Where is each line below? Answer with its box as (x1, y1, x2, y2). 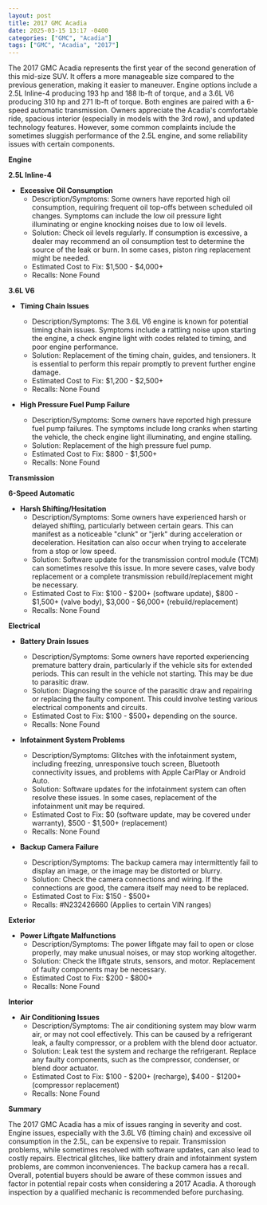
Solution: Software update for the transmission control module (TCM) (31, 555, 259, 564)
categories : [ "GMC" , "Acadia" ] (8, 33, 112, 42)
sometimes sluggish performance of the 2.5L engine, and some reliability (8, 131, 249, 140)
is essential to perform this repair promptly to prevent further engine (31, 359, 257, 369)
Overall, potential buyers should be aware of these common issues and (8, 1171, 241, 1180)
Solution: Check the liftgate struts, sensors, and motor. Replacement (31, 956, 256, 966)
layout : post (8, 11, 52, 20)
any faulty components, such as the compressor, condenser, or (31, 1055, 241, 1065)
